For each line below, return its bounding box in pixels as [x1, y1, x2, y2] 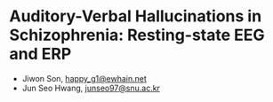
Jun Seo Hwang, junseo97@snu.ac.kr [21, 82, 160, 93]
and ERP [9, 44, 72, 64]
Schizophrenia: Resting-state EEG [9, 25, 265, 45]
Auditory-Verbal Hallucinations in [9, 6, 262, 27]
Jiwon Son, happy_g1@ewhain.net [21, 73, 147, 83]
